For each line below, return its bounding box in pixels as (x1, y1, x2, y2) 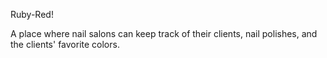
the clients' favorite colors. (10, 39, 120, 50)
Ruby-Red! (10, 9, 54, 20)
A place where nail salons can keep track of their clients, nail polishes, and (10, 28, 318, 39)
